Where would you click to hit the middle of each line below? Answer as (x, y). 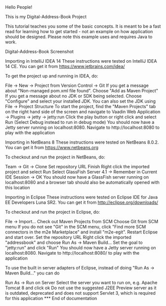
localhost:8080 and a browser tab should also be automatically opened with (82, 182)
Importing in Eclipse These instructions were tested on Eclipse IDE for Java (82, 197)
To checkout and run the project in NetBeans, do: (55, 157)
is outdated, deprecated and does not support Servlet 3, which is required (80, 293)
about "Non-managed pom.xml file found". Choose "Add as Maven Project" (82, 91)
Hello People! (19, 7)
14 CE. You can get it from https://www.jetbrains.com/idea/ (65, 66)
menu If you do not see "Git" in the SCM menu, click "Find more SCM (76, 227)
